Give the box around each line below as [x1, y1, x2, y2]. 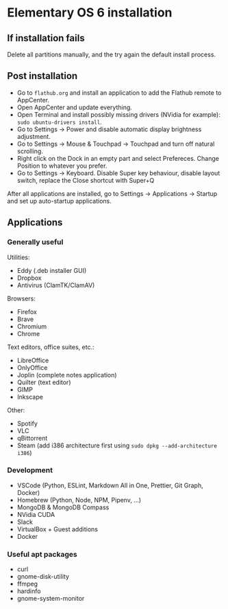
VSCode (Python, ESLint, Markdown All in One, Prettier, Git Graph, [16, 481, 203, 489]
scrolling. [16, 146, 43, 155]
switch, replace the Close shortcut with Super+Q [16, 176, 155, 184]
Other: [7, 406, 25, 414]
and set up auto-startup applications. [7, 197, 112, 205]
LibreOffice [16, 356, 49, 364]
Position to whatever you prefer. [16, 162, 107, 170]
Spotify [16, 419, 38, 428]
